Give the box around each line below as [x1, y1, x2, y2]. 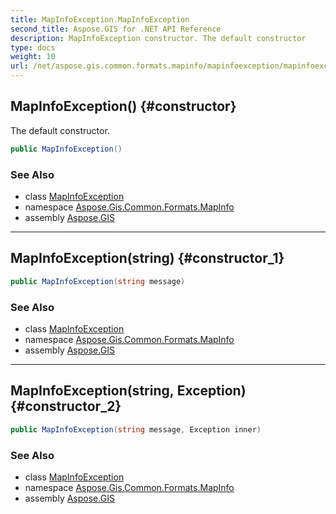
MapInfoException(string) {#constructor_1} [10, 250, 285, 267]
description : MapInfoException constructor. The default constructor [10, 33, 307, 43]
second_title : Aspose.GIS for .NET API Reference [10, 24, 222, 34]
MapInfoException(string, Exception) [10, 382, 247, 400]
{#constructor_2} [10, 398, 122, 415]
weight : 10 [10, 52, 56, 62]
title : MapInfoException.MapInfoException [10, 14, 190, 25]
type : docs [10, 42, 56, 53]
